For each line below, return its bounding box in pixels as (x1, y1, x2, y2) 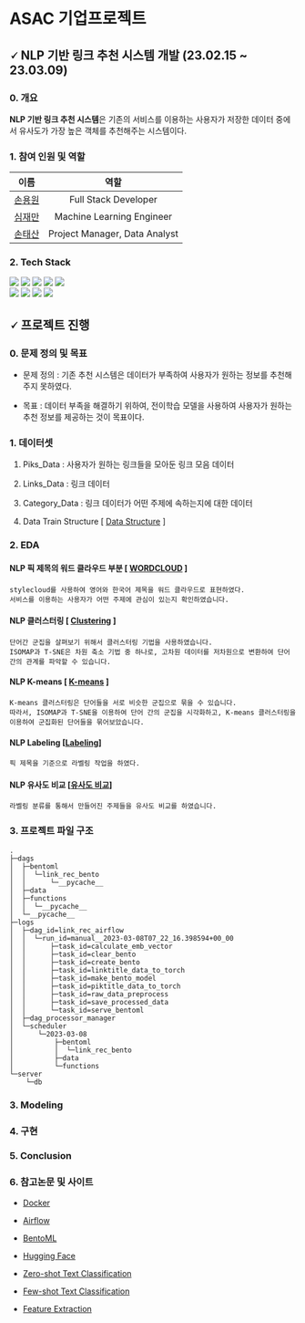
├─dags (9, 854, 35, 863)
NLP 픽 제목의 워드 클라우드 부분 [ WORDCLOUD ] (9, 562, 188, 573)
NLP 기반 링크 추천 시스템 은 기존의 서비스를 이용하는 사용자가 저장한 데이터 (9, 113, 274, 124)
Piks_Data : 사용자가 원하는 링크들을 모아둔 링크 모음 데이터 (22, 459, 235, 470)
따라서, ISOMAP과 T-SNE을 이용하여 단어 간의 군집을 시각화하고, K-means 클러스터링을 (9, 708, 296, 717)
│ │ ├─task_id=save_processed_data (9, 997, 169, 1006)
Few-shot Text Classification (22, 1286, 130, 1297)
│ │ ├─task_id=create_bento (9, 957, 141, 967)
